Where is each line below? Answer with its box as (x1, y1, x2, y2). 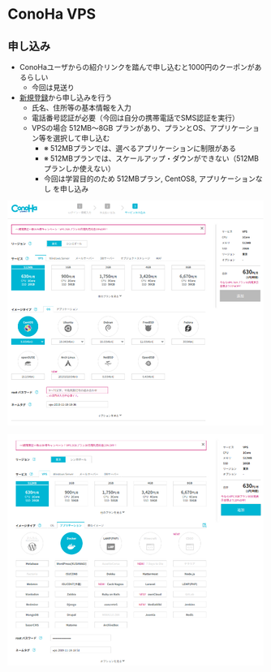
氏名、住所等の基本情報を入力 (31, 103, 131, 112)
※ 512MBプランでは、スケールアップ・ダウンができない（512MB (43, 153, 259, 163)
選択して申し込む (53, 133, 110, 143)
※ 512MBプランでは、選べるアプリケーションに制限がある (43, 144, 237, 153)
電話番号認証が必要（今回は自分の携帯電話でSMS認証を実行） (31, 113, 240, 123)
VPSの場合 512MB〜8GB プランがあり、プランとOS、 (31, 123, 210, 132)
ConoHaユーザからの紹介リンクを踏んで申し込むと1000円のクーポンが (19, 62, 255, 71)
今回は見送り (31, 83, 75, 92)
